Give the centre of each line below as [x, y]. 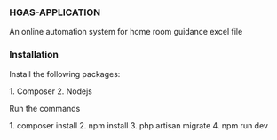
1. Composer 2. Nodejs [51, 91]
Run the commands [45, 108]
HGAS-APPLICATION [55, 12]
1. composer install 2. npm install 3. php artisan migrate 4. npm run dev [139, 125]
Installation [34, 55]
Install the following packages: [65, 74]
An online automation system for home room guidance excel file [126, 32]
